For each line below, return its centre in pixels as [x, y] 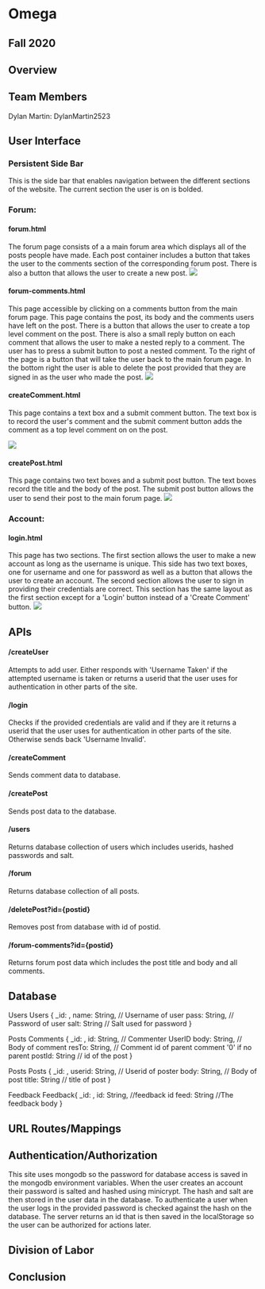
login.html [25, 537]
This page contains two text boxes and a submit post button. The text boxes [132, 480]
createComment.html [44, 395]
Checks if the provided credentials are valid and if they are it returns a [122, 722]
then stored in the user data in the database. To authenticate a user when [128, 1200]
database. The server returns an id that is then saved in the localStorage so [131, 1217]
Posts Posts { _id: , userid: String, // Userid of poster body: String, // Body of [133, 1072]
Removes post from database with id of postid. [84, 927]
